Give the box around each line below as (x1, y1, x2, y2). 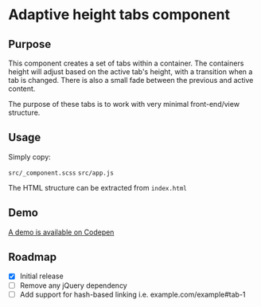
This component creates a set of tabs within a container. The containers (8, 58, 244, 68)
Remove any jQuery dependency (19, 281, 127, 290)
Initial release (19, 271, 64, 281)
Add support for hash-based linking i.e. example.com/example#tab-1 (19, 289, 246, 299)
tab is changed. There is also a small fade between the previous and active (8, 76, 254, 85)
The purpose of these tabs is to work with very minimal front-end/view (8, 100, 240, 108)
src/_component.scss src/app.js (8, 169, 114, 177)
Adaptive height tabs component (8, 6, 231, 24)
